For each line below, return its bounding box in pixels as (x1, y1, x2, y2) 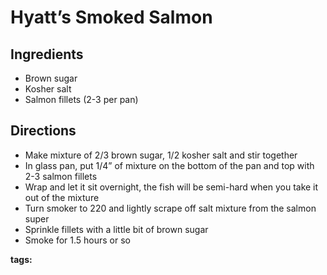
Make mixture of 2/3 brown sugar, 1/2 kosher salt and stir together (24, 149, 298, 161)
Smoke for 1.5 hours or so (24, 234, 131, 246)
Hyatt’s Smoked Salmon (10, 6, 213, 29)
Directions (10, 122, 77, 140)
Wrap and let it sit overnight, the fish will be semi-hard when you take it (24, 181, 319, 193)
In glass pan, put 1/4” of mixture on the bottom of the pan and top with (24, 159, 315, 171)
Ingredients (10, 46, 84, 63)
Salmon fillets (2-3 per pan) (24, 94, 139, 105)
